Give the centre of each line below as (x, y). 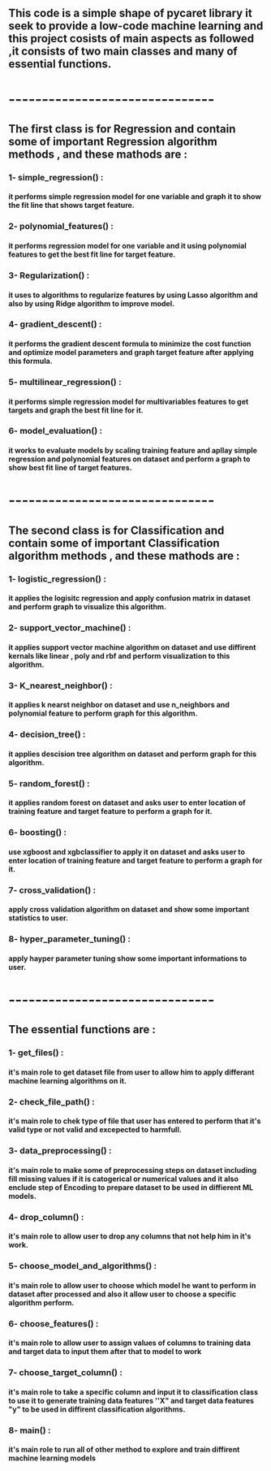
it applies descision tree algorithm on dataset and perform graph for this (133, 754)
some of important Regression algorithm (113, 141)
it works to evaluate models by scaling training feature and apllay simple (133, 451)
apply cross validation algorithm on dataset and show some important (129, 910)
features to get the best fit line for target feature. (92, 254)
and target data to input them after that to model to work (105, 1352)
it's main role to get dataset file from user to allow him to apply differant (131, 1072)
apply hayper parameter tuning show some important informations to (128, 958)
